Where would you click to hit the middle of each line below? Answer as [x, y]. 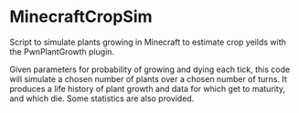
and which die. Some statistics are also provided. [102, 98]
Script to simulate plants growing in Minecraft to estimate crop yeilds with [148, 42]
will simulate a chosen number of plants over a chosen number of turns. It [149, 78]
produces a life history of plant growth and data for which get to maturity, [148, 88]
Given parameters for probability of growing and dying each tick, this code [150, 69]
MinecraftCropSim [81, 17]
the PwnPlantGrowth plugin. [62, 51]
